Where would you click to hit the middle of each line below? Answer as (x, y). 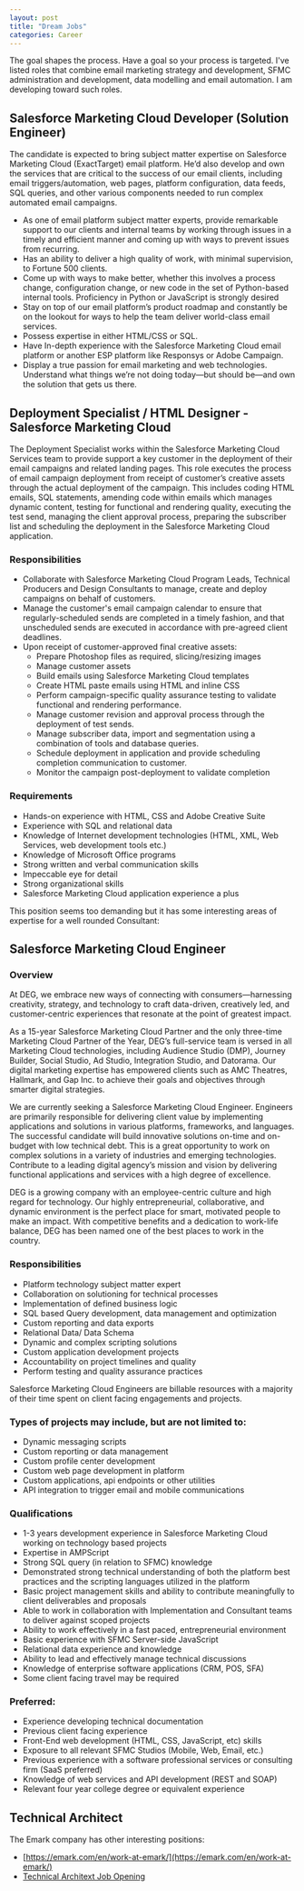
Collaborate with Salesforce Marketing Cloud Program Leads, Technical (156, 579)
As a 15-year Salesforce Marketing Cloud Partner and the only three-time (146, 1032)
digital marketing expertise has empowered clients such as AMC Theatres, (148, 1070)
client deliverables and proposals (84, 1601)
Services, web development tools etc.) (94, 845)
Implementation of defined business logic (100, 1303)
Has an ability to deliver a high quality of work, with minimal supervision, (157, 259)
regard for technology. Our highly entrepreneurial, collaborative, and (137, 1202)
